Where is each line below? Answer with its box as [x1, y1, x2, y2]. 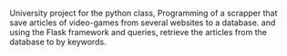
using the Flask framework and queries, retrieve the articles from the [9, 27, 267, 37]
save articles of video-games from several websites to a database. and [9, 17, 276, 28]
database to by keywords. [9, 36, 107, 47]
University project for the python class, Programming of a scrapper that [9, 8, 278, 18]
